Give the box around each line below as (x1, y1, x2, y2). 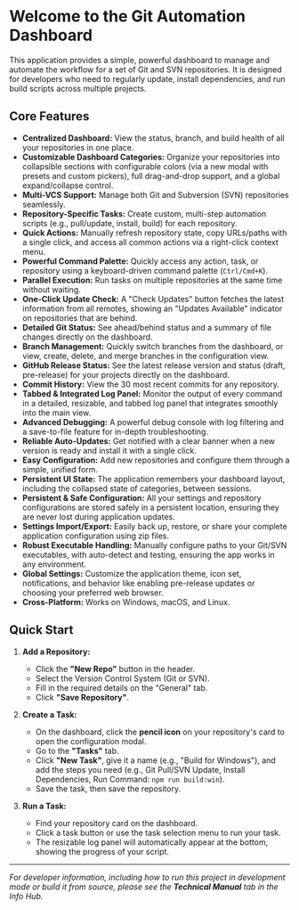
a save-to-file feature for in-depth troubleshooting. (21, 426, 209, 437)
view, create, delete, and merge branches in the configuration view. (21, 350, 270, 361)
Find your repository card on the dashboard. (35, 817, 198, 828)
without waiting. (21, 283, 82, 295)
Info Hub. (9, 890, 44, 901)
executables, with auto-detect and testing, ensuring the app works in (21, 549, 276, 560)
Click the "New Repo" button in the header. (35, 663, 196, 674)
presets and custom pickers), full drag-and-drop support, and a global (21, 170, 280, 181)
